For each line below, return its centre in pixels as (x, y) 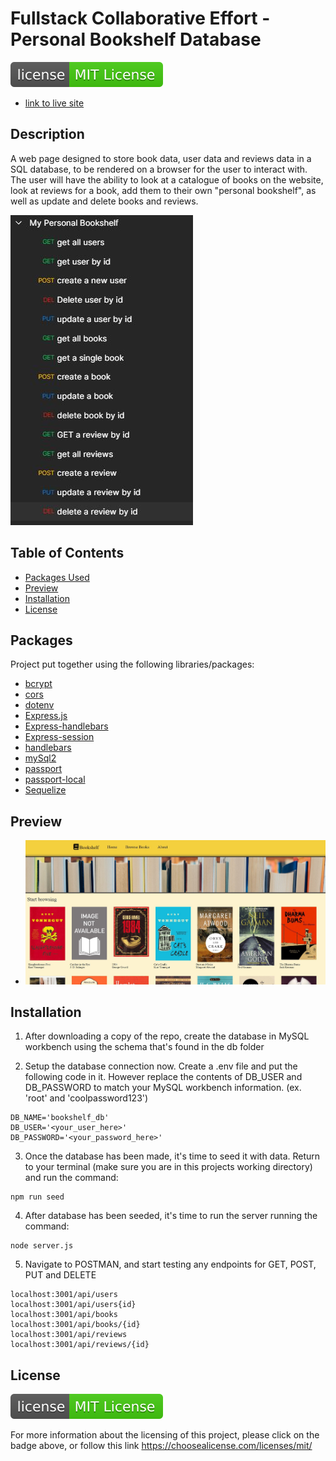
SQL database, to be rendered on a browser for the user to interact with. (159, 169)
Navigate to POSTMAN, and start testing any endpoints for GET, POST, (170, 1264)
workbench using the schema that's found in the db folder (144, 1047)
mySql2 (40, 758)
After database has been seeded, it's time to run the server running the (171, 1216)
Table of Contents (67, 553)
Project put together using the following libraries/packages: (132, 664)
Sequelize (45, 790)
